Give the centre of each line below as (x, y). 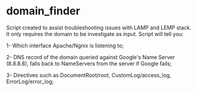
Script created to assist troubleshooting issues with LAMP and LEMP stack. (99, 28)
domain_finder (43, 11)
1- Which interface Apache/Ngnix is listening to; (65, 45)
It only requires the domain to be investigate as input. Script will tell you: (95, 34)
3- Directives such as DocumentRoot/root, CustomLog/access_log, (89, 75)
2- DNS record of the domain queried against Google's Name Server (91, 57)
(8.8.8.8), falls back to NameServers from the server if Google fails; (89, 63)
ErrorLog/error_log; (30, 81)
